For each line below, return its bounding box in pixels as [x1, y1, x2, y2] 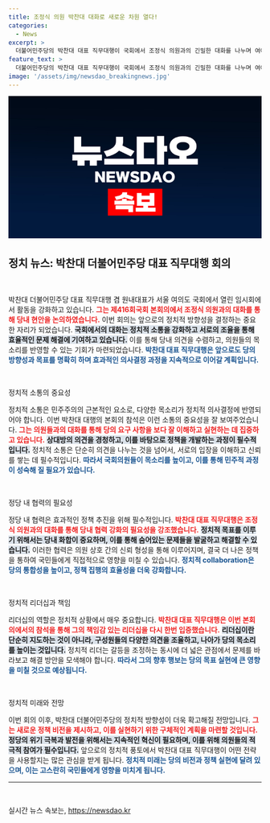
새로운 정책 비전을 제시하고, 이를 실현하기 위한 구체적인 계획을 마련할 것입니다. [16, 725, 259, 735]
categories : [8, 21, 48, 30]
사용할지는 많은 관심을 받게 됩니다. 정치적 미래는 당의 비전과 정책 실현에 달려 [16, 755, 253, 765]
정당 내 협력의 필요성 [8, 498, 73, 508]
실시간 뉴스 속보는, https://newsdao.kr [8, 805, 131, 816]
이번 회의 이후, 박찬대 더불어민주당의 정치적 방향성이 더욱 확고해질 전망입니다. [8, 715, 251, 725]
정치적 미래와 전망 [8, 698, 64, 708]
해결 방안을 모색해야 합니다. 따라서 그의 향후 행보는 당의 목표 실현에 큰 [29, 656, 246, 665]
